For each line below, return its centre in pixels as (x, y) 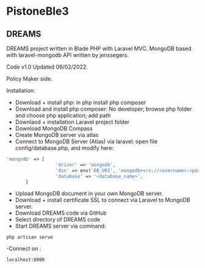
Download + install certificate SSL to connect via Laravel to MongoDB (103, 200)
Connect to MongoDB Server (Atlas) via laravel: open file (86, 141)
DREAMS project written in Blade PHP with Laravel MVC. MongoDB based (99, 48)
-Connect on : (24, 248)
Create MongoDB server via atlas (57, 135)
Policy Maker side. (30, 79)
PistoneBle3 (38, 11)
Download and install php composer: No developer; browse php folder (103, 109)
